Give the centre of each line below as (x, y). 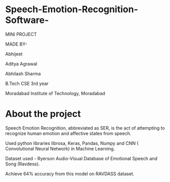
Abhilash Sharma (23, 73)
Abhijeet (14, 54)
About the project (43, 114)
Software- (27, 20)
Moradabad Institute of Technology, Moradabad (55, 93)
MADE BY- (16, 44)
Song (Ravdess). (23, 164)
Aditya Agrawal (21, 64)
